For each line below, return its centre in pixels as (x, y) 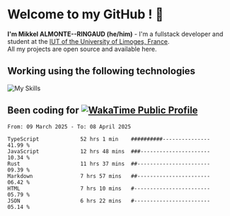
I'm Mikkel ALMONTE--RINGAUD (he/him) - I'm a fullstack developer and (115, 34)
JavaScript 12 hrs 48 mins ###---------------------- (109, 151)
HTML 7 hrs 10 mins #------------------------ (109, 188)
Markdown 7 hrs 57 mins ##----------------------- (109, 176)
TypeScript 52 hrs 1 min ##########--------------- (109, 139)
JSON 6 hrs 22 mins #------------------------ (109, 200)
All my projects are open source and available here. (82, 49)
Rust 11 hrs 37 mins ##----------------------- (109, 164)
